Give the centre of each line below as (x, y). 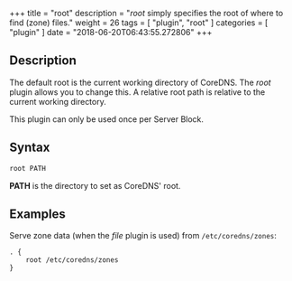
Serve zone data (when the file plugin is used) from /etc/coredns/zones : (143, 236)
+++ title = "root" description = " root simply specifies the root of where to (146, 13)
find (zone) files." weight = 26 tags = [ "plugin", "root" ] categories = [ (139, 23)
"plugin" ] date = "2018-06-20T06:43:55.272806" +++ (111, 32)
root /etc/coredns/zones (72, 260)
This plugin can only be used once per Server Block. (107, 119)
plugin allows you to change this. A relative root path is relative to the (137, 92)
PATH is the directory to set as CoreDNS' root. (95, 185)
